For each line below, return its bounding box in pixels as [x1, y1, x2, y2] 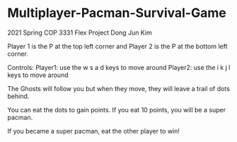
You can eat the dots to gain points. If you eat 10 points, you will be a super [7, 105, 226, 114]
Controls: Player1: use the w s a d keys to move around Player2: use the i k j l [7, 63, 231, 71]
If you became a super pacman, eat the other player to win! [7, 126, 180, 135]
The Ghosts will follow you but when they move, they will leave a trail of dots [7, 84, 230, 93]
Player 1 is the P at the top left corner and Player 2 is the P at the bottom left [7, 42, 228, 50]
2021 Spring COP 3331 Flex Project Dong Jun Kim [7, 28, 152, 37]
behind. [7, 92, 30, 100]
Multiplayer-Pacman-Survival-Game [7, 5, 226, 21]
